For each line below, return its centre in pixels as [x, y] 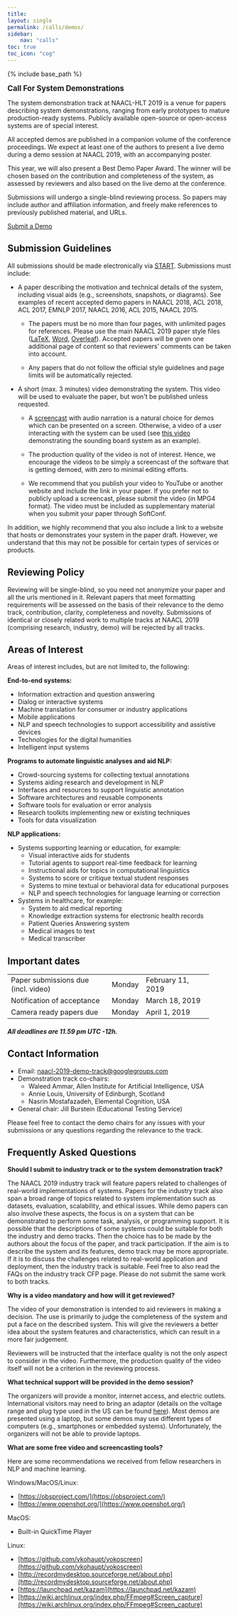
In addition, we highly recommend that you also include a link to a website [115, 527]
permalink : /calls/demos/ [45, 27]
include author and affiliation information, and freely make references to [113, 204]
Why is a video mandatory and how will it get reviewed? [91, 1296]
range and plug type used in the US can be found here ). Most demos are [114, 1411]
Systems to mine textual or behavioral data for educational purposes [128, 886]
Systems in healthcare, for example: [70, 901]
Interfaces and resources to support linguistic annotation [101, 790]
